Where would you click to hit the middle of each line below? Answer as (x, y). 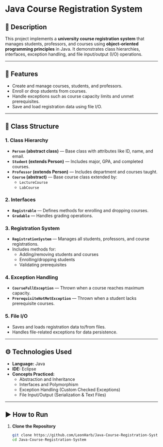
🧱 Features (22, 74)
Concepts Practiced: (33, 374)
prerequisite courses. (33, 304)
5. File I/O (16, 316)
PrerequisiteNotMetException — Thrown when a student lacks (74, 298)
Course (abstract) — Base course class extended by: (65, 177)
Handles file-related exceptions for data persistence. (65, 332)
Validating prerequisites (43, 265)
